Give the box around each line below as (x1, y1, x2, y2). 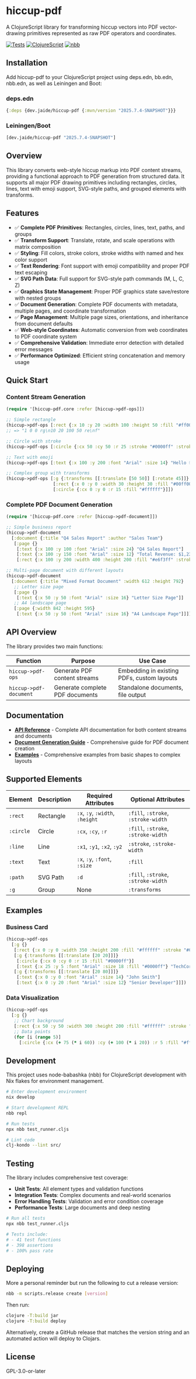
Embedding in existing (118, 666, 179, 674)
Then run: (6, 1301, 30, 1309)
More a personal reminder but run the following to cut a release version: (6, 1279, 179, 1287)
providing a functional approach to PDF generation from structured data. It (6, 173, 185, 180)
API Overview (6, 627, 57, 637)
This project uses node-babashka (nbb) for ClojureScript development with (6, 1071, 187, 1078)
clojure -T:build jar (6, 1313, 59, 1319)
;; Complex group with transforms (6, 470, 90, 476)
